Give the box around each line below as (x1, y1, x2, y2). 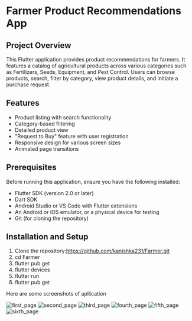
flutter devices (14, 266, 50, 273)
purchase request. (6, 81, 51, 88)
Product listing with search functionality (14, 114, 112, 121)
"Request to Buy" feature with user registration (14, 132, 129, 140)
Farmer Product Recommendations (6, 4, 182, 18)
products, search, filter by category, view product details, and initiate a (6, 75, 178, 82)
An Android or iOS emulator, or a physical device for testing (14, 208, 160, 215)
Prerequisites (6, 163, 57, 173)
